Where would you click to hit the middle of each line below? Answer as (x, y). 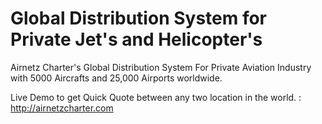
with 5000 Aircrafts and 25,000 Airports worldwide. (116, 78)
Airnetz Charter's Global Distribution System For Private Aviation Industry (161, 67)
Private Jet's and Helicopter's (136, 39)
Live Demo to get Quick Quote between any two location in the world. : (156, 97)
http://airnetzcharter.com (62, 108)
